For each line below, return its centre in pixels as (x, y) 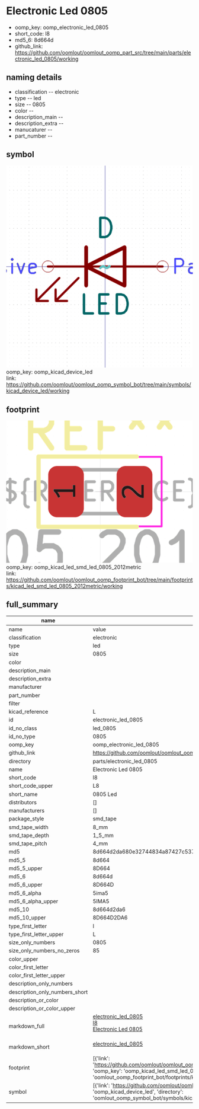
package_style (26, 819)
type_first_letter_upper (36, 934)
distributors (23, 802)
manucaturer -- (33, 129)
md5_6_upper (25, 885)
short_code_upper (31, 786)
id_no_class (23, 728)
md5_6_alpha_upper (33, 901)
